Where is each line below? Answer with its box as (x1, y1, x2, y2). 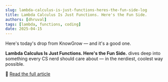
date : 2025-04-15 (5, 26, 42, 32)
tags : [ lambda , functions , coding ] (5, 21, 81, 27)
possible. (5, 61, 25, 67)
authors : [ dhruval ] (5, 17, 47, 22)
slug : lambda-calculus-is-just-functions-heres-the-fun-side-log (5, 7, 147, 13)
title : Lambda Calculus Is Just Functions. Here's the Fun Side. (5, 12, 147, 17)
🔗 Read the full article (5, 71, 51, 77)
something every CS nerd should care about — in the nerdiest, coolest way (5, 56, 163, 62)
